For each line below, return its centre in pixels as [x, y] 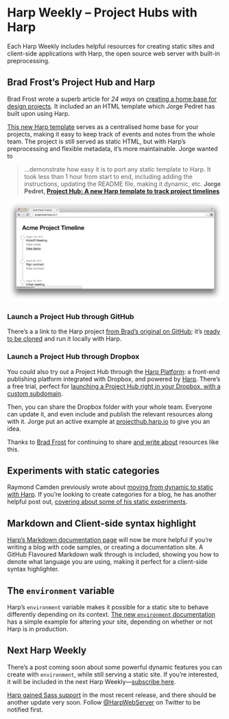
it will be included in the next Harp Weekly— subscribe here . [92, 681]
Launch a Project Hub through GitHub [71, 316]
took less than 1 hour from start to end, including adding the [108, 176]
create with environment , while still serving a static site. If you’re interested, [113, 674]
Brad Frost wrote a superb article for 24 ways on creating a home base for [112, 99]
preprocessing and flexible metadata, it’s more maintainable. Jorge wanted [112, 148]
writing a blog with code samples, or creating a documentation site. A [105, 547]
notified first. [25, 709]
